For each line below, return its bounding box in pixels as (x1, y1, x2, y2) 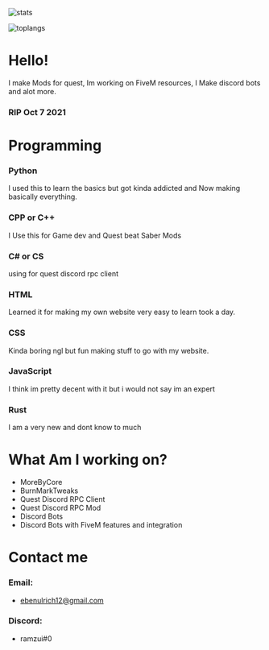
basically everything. (8, 192, 78, 201)
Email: (8, 577, 34, 588)
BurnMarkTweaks (19, 486, 79, 495)
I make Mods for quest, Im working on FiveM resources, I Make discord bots (8, 77, 261, 88)
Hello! (8, 52, 49, 70)
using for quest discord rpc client (8, 268, 119, 278)
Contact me (8, 549, 89, 567)
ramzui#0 (19, 633, 52, 644)
